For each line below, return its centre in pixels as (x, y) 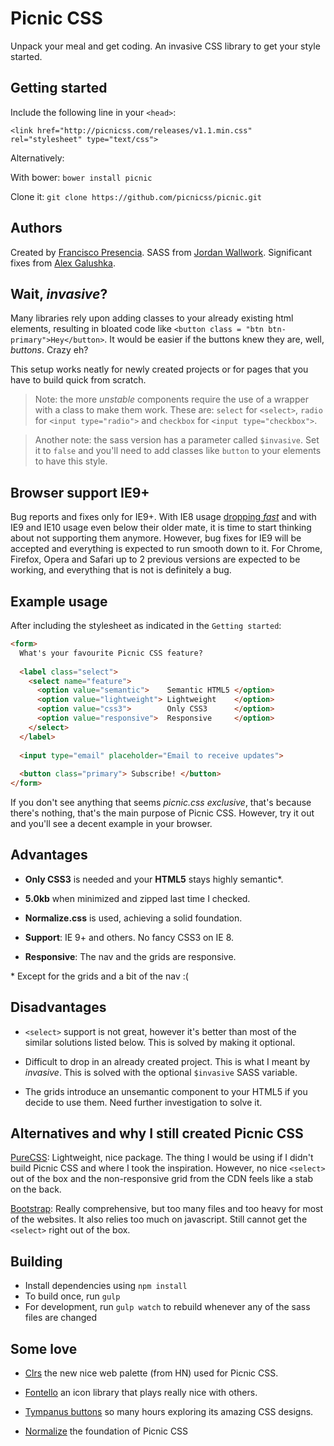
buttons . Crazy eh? (49, 350)
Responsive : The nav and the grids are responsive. (130, 956)
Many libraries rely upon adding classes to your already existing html (152, 318)
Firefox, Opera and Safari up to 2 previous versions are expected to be (155, 559)
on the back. (36, 1189)
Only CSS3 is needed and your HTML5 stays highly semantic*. (154, 879)
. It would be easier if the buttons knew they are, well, (214, 339)
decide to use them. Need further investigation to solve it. (143, 1102)
